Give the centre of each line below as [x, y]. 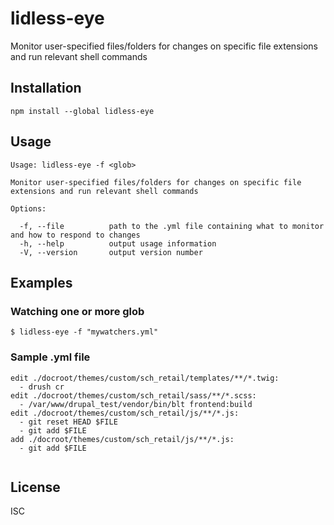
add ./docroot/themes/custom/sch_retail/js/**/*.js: [122, 439]
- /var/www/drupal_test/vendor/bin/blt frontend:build [136, 404]
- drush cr [42, 387]
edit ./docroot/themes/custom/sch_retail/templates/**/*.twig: [145, 378]
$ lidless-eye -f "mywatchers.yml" [84, 332]
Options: [28, 208]
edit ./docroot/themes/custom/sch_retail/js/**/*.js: [125, 413]
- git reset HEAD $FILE [68, 422]
